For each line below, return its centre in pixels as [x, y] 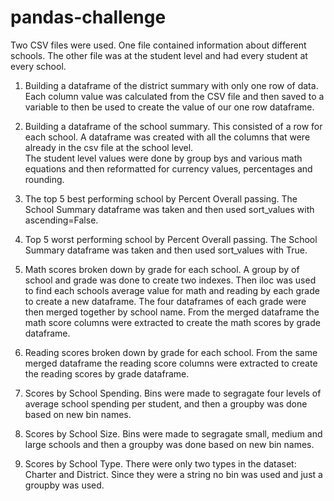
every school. [38, 66]
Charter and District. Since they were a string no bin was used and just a [173, 474]
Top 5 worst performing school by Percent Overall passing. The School [171, 239]
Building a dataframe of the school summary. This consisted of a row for [173, 126]
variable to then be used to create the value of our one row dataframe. [169, 107]
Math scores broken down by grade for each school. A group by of [162, 269]
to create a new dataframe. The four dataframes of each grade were [165, 301]
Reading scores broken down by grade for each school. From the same [171, 352]
